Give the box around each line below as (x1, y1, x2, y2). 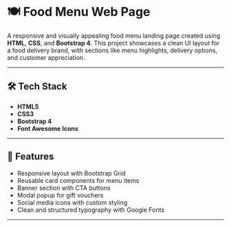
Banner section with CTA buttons (16, 184, 111, 192)
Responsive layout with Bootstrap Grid (16, 169, 126, 177)
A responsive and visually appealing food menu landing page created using (7, 31, 221, 40)
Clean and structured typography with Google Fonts (16, 206, 165, 214)
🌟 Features (7, 151, 54, 162)
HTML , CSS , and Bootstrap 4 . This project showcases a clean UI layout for (7, 39, 220, 47)
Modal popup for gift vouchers (16, 191, 104, 199)
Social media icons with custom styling (16, 198, 128, 206)
